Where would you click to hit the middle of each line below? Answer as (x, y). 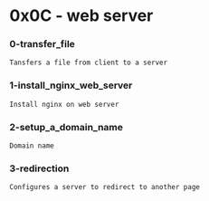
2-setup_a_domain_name (66, 127)
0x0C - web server (81, 16)
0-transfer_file (42, 44)
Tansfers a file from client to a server (89, 63)
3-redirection (39, 168)
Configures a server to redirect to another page (105, 187)
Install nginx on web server (64, 104)
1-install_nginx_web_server (71, 85)
